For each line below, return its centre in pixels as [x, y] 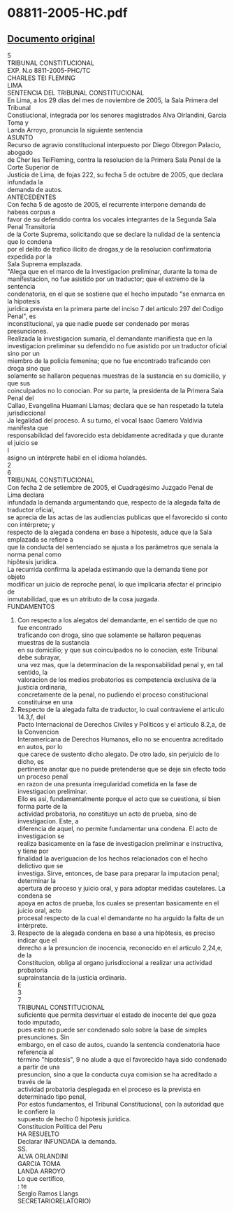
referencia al [35, 1052]
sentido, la [32, 672]
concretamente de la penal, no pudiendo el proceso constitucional [112, 695]
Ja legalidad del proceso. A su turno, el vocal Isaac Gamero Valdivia [105, 420]
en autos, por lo [40, 747]
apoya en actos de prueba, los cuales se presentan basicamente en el [118, 903]
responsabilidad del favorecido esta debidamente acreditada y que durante [115, 435]
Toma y [18, 123]
